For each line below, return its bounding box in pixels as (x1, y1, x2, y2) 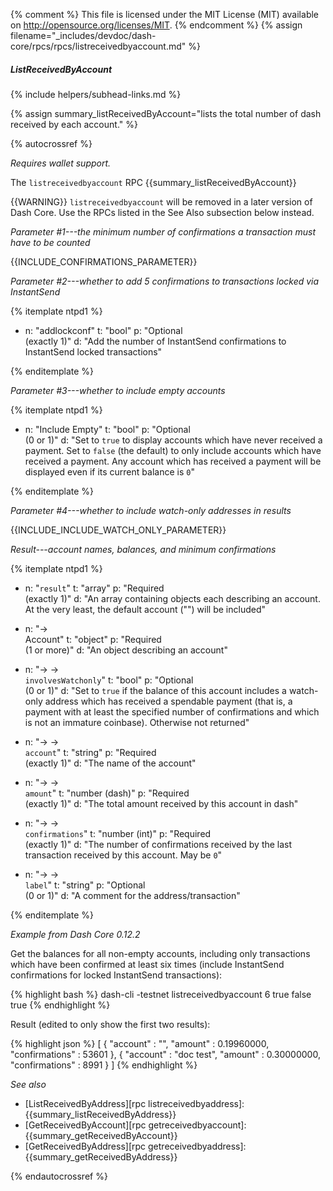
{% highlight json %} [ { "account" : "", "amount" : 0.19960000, (10, 1037, 270, 1049)
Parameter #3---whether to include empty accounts (10, 384, 226, 396)
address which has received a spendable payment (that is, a (44, 695, 293, 707)
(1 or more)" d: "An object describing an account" (24, 644, 228, 656)
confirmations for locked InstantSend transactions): (10, 969, 223, 981)
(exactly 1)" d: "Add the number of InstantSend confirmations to (24, 335, 287, 347)
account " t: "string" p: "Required (24, 746, 157, 758)
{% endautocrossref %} (10, 1170, 108, 1182)
